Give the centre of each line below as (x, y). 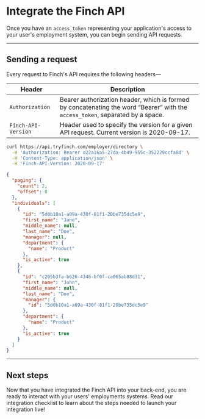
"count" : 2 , (32, 186)
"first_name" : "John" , (51, 282)
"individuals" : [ (34, 203)
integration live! (26, 409)
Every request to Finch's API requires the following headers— (84, 74)
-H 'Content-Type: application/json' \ (63, 158)
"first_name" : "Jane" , (51, 220)
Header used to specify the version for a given (126, 124)
